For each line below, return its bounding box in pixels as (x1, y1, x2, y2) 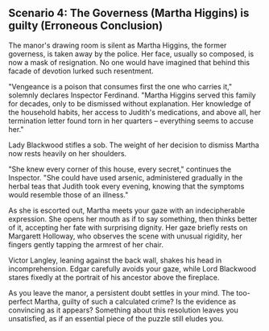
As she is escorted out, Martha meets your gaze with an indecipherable (8, 205, 246, 215)
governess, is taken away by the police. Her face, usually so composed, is (8, 48, 255, 59)
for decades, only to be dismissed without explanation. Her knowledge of (8, 98, 251, 108)
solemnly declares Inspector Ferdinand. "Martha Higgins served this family (8, 90, 256, 100)
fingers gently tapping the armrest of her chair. (8, 239, 163, 249)
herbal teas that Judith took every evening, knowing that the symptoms (8, 181, 245, 191)
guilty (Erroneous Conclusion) (8, 19, 163, 33)
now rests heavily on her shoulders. (8, 148, 127, 158)
